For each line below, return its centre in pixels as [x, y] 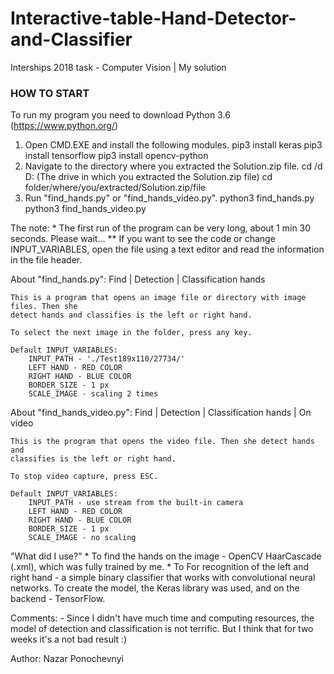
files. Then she [44, 307]
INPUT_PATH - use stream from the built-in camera [136, 503]
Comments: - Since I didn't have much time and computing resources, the [162, 618]
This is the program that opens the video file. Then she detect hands [162, 442]
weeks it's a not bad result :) [69, 639]
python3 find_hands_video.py [85, 209]
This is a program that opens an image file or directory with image [158, 298]
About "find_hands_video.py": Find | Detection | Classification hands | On [161, 413]
